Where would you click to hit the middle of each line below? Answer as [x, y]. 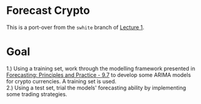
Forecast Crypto [48, 11]
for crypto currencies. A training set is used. [61, 81]
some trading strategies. [37, 94]
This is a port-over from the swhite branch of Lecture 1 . [75, 27]
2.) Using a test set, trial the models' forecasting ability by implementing [96, 88]
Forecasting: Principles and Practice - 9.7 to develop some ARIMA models [99, 75]
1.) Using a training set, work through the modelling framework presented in [101, 68]
